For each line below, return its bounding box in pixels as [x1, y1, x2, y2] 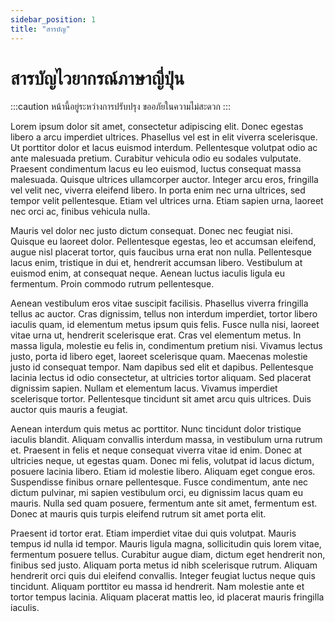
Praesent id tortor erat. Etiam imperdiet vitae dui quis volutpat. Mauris [10, 527, 297, 540]
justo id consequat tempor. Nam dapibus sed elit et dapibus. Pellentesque [10, 361, 314, 373]
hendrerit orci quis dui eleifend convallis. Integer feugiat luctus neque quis [10, 570, 316, 582]
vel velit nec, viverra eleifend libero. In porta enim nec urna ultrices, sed [10, 184, 306, 196]
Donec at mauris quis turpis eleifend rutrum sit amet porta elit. [10, 508, 267, 520]
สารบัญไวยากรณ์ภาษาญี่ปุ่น [10, 67, 185, 90]
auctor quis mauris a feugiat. [10, 404, 128, 416]
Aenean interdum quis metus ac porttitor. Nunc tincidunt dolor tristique [10, 423, 302, 435]
